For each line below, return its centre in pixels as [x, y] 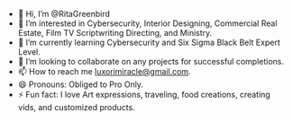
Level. [29, 52]
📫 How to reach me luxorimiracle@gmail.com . [104, 71]
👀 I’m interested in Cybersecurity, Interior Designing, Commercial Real [147, 23]
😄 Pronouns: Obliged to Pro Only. [81, 84]
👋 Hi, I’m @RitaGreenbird [64, 14]
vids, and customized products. [76, 107]
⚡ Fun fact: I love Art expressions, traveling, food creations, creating [144, 95]
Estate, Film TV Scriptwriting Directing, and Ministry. [115, 33]
